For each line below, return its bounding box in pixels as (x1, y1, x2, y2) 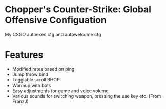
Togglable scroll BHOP (12, 76, 60, 83)
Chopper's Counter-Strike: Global (5, 4, 152, 15)
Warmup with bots (12, 82, 51, 88)
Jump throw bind (12, 71, 49, 77)
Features (5, 49, 44, 61)
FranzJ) (12, 98, 29, 104)
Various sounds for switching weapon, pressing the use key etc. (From (12, 93, 161, 99)
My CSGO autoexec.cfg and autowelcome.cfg (5, 31, 101, 37)
